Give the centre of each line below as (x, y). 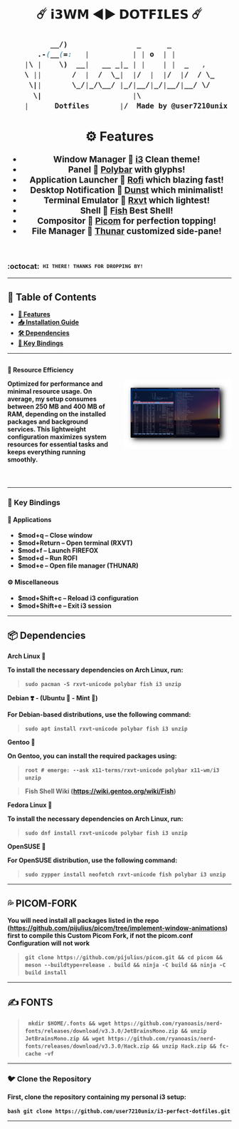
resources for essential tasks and (58, 444)
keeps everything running (47, 452)
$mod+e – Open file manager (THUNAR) (78, 566)
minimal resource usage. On (50, 392)
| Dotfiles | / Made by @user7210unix (126, 106)
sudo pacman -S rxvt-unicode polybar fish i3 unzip (103, 685)
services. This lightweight (47, 429)
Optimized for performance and (55, 384)
